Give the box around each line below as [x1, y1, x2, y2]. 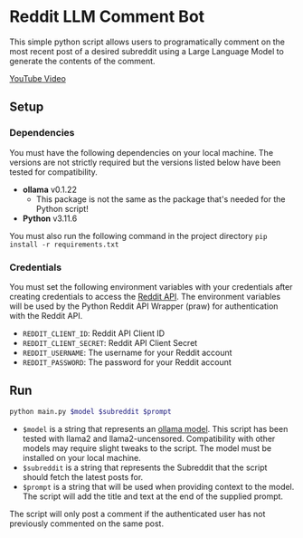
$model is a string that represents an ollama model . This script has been [22, 423, 289, 434]
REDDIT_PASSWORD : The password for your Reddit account [22, 356, 232, 368]
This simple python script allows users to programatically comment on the [9, 36, 285, 47]
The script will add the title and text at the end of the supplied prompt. [22, 491, 283, 502]
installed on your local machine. [22, 452, 142, 463]
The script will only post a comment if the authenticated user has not [9, 508, 266, 519]
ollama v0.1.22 [22, 184, 77, 195]
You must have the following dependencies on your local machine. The [9, 147, 274, 158]
